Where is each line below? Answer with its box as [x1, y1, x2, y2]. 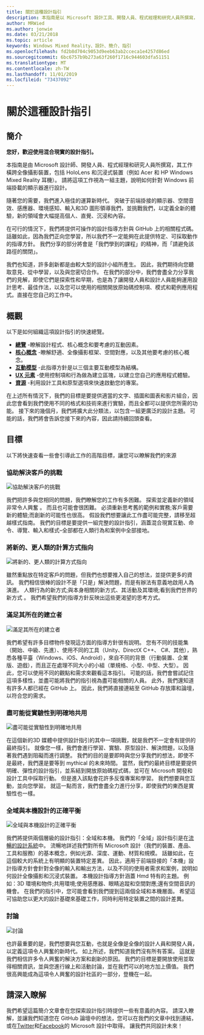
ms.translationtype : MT [6, 60, 67, 66]
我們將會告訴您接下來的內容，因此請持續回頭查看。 [27, 414, 155, 422]
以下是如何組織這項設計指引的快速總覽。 [6, 328, 107, 335]
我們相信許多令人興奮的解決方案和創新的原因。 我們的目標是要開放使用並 [6, 955, 189, 962]
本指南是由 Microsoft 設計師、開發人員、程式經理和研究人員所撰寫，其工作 [6, 161, 193, 169]
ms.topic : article [6, 37, 53, 43]
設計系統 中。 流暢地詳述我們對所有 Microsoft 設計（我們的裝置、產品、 [16, 842, 194, 849]
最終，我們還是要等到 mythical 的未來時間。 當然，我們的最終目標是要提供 [11, 759, 197, 767]
